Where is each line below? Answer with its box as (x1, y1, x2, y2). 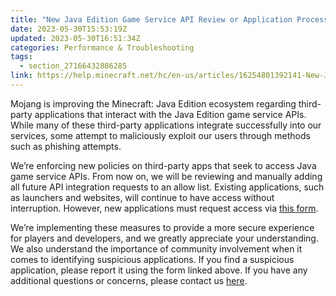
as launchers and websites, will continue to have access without (10, 191, 275, 203)
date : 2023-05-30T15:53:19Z (10, 24, 128, 34)
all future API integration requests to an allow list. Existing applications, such (10, 181, 325, 193)
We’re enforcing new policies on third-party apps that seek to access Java (10, 159, 317, 171)
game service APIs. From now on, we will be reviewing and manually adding (10, 170, 323, 182)
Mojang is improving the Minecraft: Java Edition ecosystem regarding (10, 97, 297, 110)
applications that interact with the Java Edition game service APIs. (34, 108, 307, 120)
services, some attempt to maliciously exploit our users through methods (10, 129, 311, 141)
